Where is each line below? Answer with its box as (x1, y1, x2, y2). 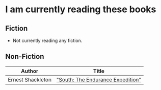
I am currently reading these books (5, 4, 156, 15)
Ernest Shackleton (8, 76, 52, 83)
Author (21, 67, 39, 75)
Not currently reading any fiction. (12, 37, 83, 43)
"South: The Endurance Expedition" (56, 76, 142, 83)
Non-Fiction (5, 52, 44, 61)
